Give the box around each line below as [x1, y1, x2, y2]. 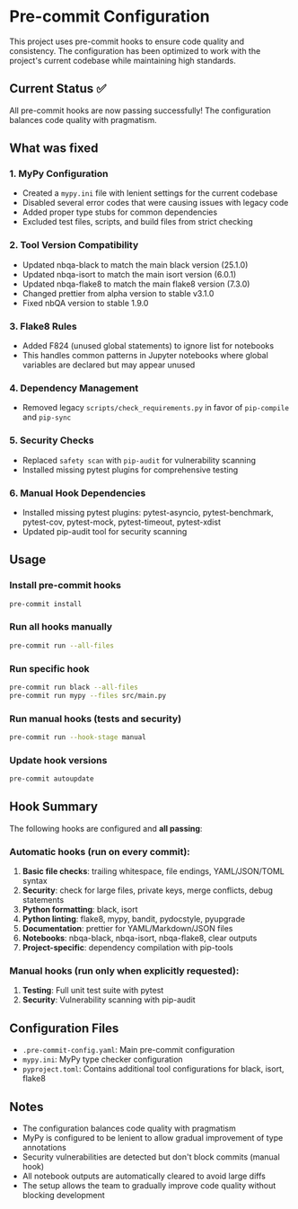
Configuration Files [9, 1020, 119, 1036]
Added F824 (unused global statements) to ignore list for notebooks [22, 340, 275, 351]
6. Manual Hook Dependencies [9, 487, 146, 499]
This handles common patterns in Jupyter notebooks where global [22, 350, 269, 361]
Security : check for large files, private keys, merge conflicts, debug [22, 885, 274, 896]
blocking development [22, 1190, 105, 1201]
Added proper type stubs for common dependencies [22, 207, 218, 217]
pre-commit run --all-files [9, 640, 115, 650]
